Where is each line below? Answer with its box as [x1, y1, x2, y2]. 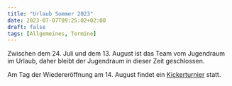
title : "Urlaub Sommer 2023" [7, 10, 94, 18]
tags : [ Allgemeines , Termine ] [7, 30, 97, 37]
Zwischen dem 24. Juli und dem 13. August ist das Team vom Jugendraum [7, 49, 226, 58]
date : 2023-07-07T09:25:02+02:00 [7, 17, 106, 24]
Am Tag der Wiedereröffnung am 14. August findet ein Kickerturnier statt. [7, 70, 221, 79]
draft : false [7, 23, 46, 30]
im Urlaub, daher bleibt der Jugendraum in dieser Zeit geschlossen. [7, 57, 205, 66]
